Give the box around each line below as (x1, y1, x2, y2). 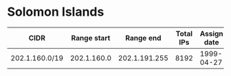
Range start (71, 33, 111, 42)
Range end (125, 33, 162, 42)
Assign (199, 29, 223, 38)
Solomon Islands (7, 4, 104, 20)
